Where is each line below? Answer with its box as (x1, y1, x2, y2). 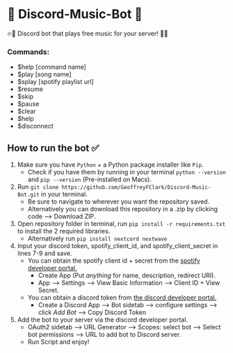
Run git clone (17, 183, 59, 191)
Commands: (7, 47, 50, 56)
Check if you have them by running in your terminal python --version (27, 168, 226, 176)
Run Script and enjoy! (27, 338, 90, 346)
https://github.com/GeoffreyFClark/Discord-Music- (61, 184, 211, 191)
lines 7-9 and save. (17, 249, 72, 258)
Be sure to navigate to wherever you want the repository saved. (27, 197, 210, 206)
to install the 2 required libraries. (17, 227, 111, 236)
